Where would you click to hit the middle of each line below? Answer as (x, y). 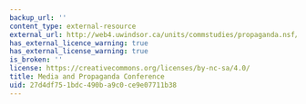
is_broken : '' (36, 60)
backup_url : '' (38, 18)
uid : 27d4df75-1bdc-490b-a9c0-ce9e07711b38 (93, 85)
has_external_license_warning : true (79, 52)
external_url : (36, 34)
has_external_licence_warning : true (79, 43)
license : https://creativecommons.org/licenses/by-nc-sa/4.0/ (130, 69)
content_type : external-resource (73, 26)
